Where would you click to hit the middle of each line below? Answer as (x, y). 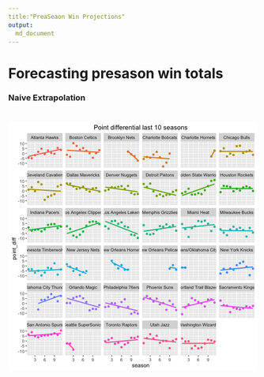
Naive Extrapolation (47, 98)
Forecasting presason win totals (116, 73)
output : (21, 25)
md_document (35, 33)
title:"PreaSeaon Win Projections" (67, 17)
